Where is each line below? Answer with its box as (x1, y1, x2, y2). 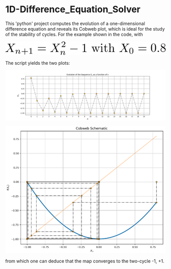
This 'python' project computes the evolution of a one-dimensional (5, 20, 145, 26)
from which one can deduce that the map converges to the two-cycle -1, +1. (5, 258, 164, 264)
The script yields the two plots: (5, 60, 70, 66)
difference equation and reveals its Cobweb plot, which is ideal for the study (5, 25, 165, 32)
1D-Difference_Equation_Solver (5, 4, 141, 15)
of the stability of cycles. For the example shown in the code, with (5, 31, 144, 37)
